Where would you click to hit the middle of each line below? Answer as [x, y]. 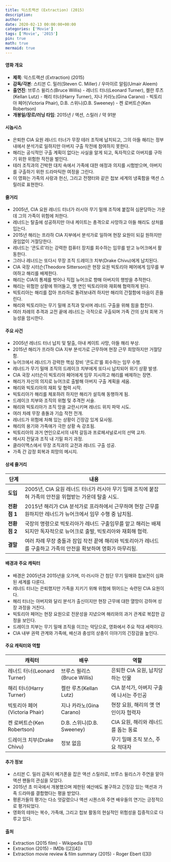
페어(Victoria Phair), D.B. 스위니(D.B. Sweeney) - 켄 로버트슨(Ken [84, 103]
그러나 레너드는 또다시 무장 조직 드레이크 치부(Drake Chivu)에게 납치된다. [85, 261]
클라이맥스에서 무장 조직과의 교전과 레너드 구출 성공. [64, 445]
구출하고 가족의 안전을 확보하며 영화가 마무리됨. [84, 549]
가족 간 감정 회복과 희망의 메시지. [45, 452]
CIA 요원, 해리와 [129, 722]
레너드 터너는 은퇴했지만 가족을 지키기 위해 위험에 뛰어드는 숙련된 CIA [82, 588]
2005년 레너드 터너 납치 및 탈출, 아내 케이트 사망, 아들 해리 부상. [76, 343]
